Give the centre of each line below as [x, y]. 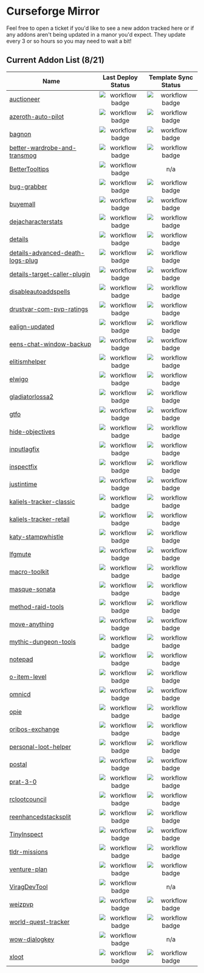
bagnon [20, 134]
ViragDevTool [29, 887]
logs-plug [24, 260]
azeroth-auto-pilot [37, 116]
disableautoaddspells [40, 292]
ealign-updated [32, 326]
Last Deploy [121, 77]
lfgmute [20, 554]
